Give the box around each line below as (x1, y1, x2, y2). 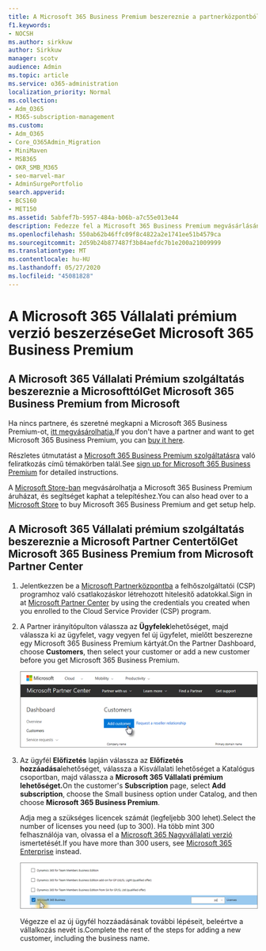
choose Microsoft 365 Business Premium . (19, 797, 160, 807)
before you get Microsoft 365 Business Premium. (19, 655, 180, 665)
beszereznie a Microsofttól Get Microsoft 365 (8, 385, 234, 398)
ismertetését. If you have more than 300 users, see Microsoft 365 (19, 838, 232, 848)
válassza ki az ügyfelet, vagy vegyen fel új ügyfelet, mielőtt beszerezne (19, 630, 253, 639)
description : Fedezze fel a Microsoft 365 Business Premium (8, 222, 211, 230)
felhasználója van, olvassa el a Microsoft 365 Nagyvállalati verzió (19, 830, 233, 839)
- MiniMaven (8, 147, 47, 155)
